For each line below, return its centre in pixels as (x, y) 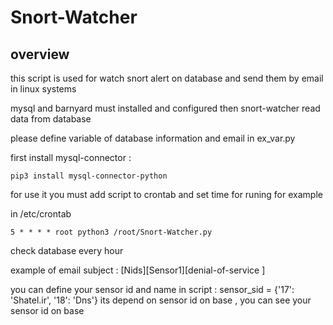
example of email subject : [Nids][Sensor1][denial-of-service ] (138, 270)
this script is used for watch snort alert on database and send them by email (167, 78)
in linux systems (43, 89)
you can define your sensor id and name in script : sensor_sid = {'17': (152, 289)
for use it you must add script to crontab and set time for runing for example (166, 194)
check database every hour (67, 250)
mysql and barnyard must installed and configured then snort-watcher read (165, 108)
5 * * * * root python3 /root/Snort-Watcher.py (111, 232)
